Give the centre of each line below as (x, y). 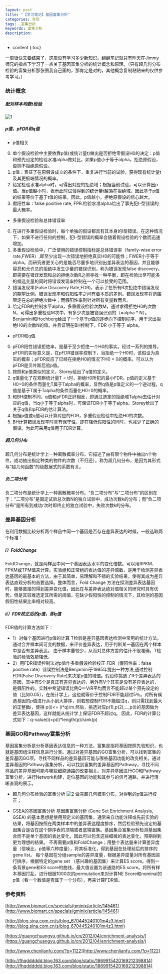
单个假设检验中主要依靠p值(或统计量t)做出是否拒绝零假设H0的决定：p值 (86, 153)
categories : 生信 (22, 19)
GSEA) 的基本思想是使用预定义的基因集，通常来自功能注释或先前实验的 (85, 817)
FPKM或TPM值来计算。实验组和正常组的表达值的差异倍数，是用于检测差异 (82, 570)
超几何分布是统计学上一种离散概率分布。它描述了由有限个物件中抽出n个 (79, 454)
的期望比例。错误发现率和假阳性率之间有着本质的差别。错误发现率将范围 (87, 294)
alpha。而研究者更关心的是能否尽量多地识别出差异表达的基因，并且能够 (86, 262)
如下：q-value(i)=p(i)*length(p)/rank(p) (57, 720)
